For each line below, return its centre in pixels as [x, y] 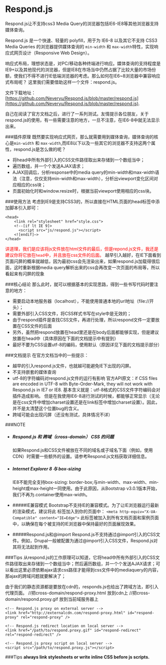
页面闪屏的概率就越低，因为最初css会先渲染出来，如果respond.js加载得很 [80, 261]
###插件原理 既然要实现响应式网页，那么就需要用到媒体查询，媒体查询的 [80, 137]
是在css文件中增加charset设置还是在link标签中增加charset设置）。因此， [86, 402]
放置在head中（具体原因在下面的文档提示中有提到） [65, 338]
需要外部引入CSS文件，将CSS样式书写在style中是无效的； [72, 313]
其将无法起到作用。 [32, 547]
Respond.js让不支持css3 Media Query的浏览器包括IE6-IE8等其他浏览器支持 [82, 23]
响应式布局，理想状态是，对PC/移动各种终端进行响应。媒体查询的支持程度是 [83, 63]
